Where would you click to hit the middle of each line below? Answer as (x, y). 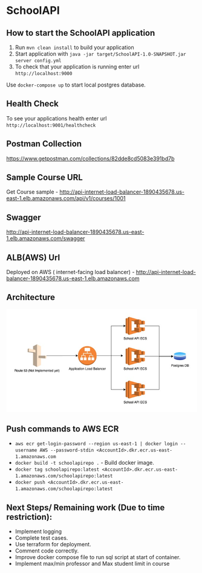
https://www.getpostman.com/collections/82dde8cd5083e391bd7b (90, 159)
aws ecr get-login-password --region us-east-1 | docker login (96, 444)
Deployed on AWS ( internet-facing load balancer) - (70, 272)
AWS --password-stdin (67, 450)
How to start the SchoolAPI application (81, 33)
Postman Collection (44, 144)
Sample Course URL (44, 178)
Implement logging (38, 532)
